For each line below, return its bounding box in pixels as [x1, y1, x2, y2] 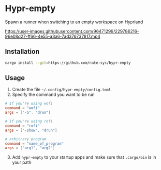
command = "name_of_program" [5, 141, 64, 146]
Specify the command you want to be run [12, 92, 95, 97]
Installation [5, 47, 40, 56]
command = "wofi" [5, 106, 40, 110]
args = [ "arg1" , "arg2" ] [5, 146, 55, 151]
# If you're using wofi [5, 101, 53, 106]
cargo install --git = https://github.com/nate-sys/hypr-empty [5, 60, 131, 65]
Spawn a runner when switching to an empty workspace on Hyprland [5, 19, 144, 25]
